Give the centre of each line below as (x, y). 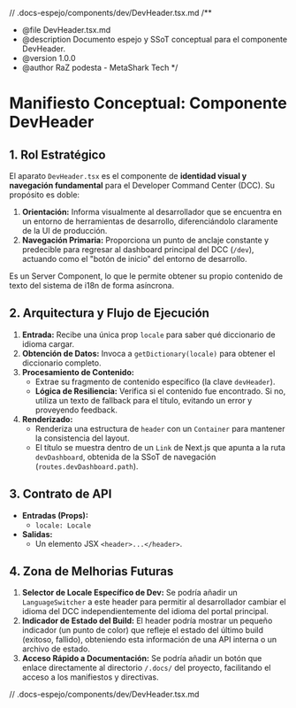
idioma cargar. (48, 343)
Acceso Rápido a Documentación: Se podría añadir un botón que (142, 658)
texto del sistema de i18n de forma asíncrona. (92, 285)
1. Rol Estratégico (57, 154)
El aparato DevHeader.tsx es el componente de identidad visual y (128, 176)
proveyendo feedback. (76, 410)
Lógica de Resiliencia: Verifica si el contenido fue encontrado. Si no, (160, 391)
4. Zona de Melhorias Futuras (91, 571)
